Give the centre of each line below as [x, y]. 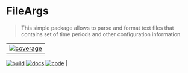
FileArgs [28, 11]
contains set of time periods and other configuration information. [101, 34]
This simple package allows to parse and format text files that [97, 28]
